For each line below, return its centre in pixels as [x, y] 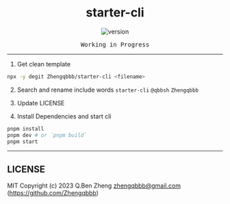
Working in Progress [115, 44]
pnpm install [26, 129]
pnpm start [23, 142]
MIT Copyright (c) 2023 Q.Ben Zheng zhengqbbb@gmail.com [94, 186]
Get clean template [43, 64]
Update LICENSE [41, 103]
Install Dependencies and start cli [64, 116]
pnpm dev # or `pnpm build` [47, 135]
